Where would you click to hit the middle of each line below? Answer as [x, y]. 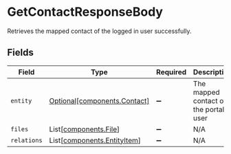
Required [171, 71]
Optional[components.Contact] [99, 100]
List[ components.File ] [85, 129]
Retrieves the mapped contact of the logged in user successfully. [99, 31]
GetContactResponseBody [85, 12]
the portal [209, 109]
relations [26, 140]
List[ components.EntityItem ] [95, 140]
